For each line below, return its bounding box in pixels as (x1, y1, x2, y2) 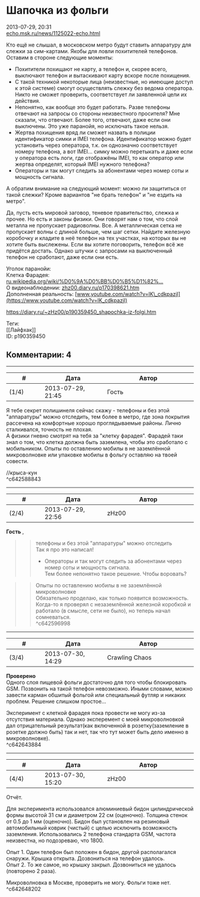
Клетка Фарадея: (6, 271, 50, 278)
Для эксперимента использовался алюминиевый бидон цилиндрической (6, 805, 194, 812)
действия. (14, 97, 40, 104)
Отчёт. (6, 793, 23, 800)
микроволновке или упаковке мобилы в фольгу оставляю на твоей (6, 451, 177, 458)
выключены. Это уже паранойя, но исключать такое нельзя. (14, 122, 169, 130)
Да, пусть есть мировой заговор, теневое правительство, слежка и (6, 209, 179, 216)
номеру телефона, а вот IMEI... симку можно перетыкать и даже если (14, 147, 193, 155)
